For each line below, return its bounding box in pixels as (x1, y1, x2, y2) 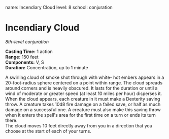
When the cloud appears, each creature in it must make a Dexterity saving (5, 96, 160, 102)
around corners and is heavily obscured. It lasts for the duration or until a (5, 85, 158, 91)
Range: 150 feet (5, 54, 39, 60)
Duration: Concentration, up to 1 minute (5, 64, 88, 70)
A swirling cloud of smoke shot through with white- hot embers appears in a (5, 74, 164, 80)
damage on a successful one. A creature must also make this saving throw (5, 106, 161, 113)
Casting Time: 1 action (5, 48, 53, 55)
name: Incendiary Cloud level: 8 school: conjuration (5, 5, 113, 10)
